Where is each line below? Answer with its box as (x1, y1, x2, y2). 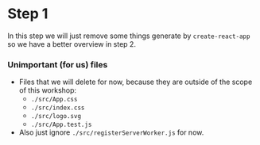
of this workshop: (18, 86, 77, 95)
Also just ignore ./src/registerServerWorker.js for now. (18, 128, 204, 137)
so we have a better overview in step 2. (7, 39, 137, 48)
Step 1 (7, 5, 49, 23)
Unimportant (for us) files (7, 59, 108, 70)
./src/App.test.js (30, 120, 92, 129)
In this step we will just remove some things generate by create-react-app (7, 31, 250, 40)
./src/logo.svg (30, 113, 81, 120)
